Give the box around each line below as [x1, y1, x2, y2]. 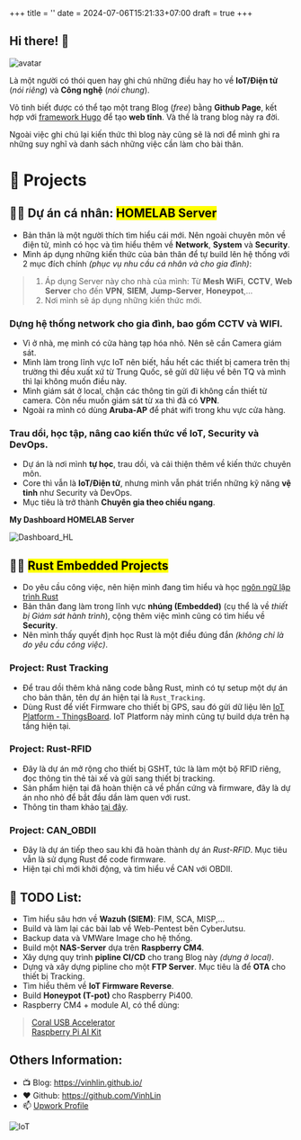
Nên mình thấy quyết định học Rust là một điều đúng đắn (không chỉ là [22, 630, 285, 641]
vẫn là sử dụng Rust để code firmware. [22, 854, 166, 865]
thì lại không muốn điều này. [22, 376, 128, 387]
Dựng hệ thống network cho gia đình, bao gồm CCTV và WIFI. [9, 317, 283, 329]
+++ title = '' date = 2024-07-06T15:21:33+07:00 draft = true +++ [9, 8, 253, 18]
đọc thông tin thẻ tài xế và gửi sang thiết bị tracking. [22, 773, 216, 784]
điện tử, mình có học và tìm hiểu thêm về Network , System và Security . [22, 238, 290, 250]
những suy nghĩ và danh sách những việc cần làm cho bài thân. [9, 139, 244, 149]
